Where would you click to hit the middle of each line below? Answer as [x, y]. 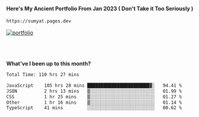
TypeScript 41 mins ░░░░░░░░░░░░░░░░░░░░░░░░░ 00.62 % [94, 108]
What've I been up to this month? [49, 64]
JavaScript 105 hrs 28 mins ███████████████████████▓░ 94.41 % [94, 85]
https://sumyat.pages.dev [39, 21]
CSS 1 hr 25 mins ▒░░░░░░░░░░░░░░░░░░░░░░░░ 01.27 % [94, 96]
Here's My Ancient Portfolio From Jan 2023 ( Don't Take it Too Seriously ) [100, 8]
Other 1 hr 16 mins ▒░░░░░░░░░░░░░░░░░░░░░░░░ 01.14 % [94, 103]
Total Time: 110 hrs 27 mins [43, 75]
